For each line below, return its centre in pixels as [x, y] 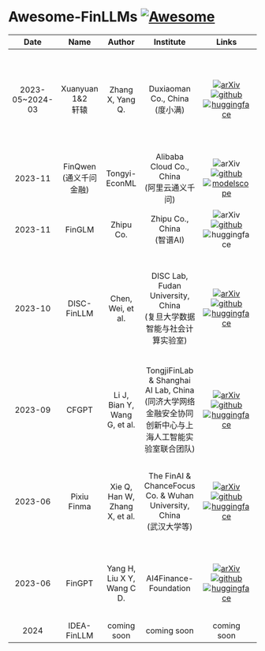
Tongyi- [121, 173]
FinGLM [80, 229]
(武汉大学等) [170, 526]
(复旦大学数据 [170, 317]
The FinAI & [170, 475]
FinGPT [80, 583]
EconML [121, 183]
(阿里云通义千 [170, 188]
